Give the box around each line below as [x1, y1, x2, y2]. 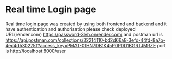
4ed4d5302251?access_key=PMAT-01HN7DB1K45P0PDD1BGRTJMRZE [5, 42, 156, 48]
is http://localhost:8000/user [5, 48, 66, 54]
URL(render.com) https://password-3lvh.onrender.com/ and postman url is [5, 31, 163, 37]
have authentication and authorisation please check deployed [5, 26, 136, 32]
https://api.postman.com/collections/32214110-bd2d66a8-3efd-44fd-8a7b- [5, 37, 166, 43]
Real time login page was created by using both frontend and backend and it [5, 21, 167, 27]
